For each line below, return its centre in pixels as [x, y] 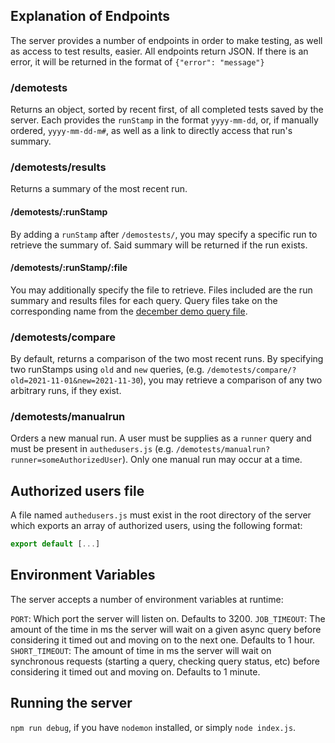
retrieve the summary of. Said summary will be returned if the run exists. [159, 245]
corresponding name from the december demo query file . [129, 311]
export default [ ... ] [55, 544]
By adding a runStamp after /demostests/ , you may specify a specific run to [164, 234]
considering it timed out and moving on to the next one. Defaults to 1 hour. [163, 640]
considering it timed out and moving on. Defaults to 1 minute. [135, 671]
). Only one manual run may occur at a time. [212, 460]
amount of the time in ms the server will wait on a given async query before [166, 629]
